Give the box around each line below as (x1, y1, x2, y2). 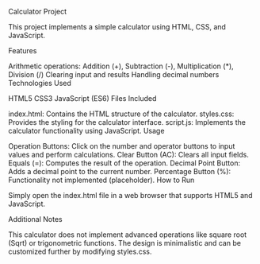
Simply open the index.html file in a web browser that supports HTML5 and (8, 191, 253, 200)
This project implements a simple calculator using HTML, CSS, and (8, 22, 226, 31)
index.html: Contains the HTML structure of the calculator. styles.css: (8, 109, 235, 118)
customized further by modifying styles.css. (8, 247, 152, 256)
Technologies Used (8, 79, 71, 87)
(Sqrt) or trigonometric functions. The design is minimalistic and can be (8, 239, 242, 247)
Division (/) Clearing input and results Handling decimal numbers (8, 70, 220, 79)
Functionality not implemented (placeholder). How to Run (8, 175, 195, 184)
